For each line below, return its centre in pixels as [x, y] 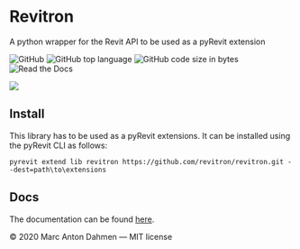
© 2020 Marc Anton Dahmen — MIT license [91, 236]
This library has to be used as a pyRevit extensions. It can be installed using [150, 135]
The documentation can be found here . [82, 219]
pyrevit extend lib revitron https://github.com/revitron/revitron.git [146, 161]
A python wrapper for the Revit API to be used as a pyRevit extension [137, 41]
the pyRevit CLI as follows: [59, 145]
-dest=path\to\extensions [58, 170]
